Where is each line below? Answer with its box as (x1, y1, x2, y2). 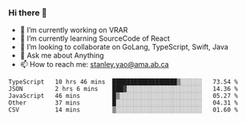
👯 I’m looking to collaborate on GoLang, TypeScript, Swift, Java (19, 42, 228, 52)
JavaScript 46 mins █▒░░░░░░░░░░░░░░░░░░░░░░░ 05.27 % (8, 92, 239, 100)
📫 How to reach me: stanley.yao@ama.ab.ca (19, 60, 170, 69)
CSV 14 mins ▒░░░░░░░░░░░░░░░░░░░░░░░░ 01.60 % (8, 106, 239, 114)
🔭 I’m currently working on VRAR (19, 26, 128, 35)
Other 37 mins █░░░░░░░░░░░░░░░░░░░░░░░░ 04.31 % (8, 99, 239, 107)
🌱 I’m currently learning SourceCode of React (19, 33, 171, 43)
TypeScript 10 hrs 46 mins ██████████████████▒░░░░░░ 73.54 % (8, 78, 239, 86)
